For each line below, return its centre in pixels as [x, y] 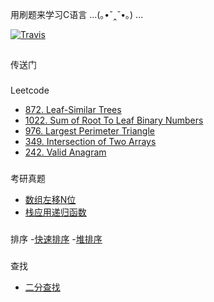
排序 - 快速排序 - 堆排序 [56, 239]
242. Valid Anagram [65, 152]
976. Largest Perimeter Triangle [89, 131]
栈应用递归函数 [55, 212]
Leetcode [30, 90]
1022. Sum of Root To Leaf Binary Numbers [114, 120]
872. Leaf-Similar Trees [73, 110]
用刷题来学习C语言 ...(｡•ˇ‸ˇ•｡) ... [77, 14]
